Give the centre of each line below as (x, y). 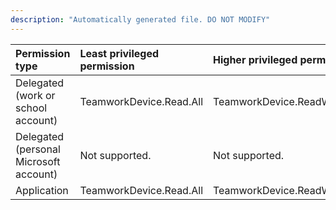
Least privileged (119, 53)
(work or (35, 95)
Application (42, 190)
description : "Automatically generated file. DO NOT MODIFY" (140, 19)
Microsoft (38, 161)
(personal (38, 149)
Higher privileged (255, 59)
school (31, 108)
